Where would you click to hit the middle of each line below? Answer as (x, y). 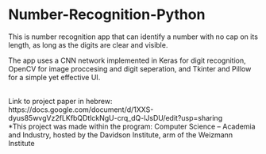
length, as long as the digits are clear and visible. (88, 44)
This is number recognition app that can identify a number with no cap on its (133, 37)
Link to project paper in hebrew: (60, 101)
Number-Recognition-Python (107, 15)
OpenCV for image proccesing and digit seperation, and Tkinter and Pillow (130, 68)
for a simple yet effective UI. (54, 77)
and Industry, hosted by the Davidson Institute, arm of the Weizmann (120, 135)
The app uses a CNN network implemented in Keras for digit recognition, (127, 60)
